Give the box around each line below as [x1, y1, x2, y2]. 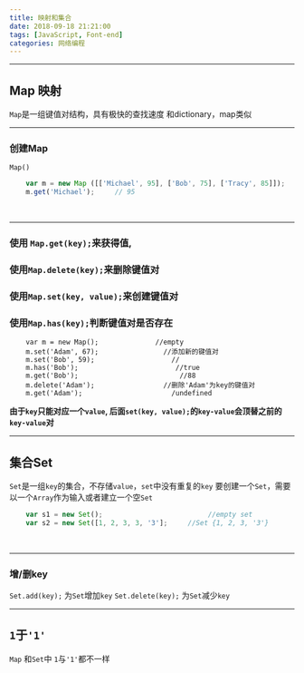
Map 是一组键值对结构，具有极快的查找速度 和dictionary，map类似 [9, 109, 252, 120]
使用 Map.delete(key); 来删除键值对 [9, 263, 160, 276]
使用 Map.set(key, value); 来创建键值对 [9, 289, 179, 302]
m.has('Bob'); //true [25, 364, 201, 373]
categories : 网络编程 [9, 38, 86, 48]
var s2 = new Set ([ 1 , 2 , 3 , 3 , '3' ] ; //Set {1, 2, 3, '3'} [25, 518, 270, 527]
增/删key [9, 568, 48, 580]
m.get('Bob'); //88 [25, 371, 196, 381]
